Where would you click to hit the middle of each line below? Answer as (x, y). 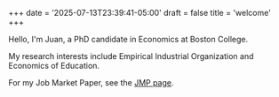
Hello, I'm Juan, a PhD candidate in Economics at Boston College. (128, 39)
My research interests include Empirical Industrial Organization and (131, 56)
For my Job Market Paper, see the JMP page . (91, 82)
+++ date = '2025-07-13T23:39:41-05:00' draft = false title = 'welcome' (140, 13)
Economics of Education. (54, 66)
